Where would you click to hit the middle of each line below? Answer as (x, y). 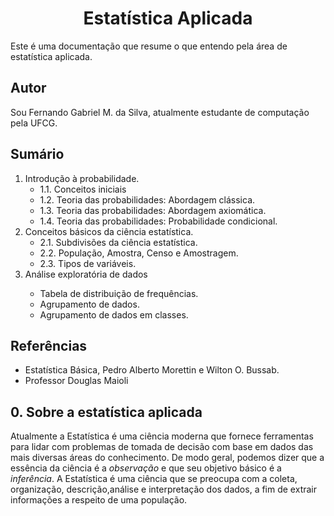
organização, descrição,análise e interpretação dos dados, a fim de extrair (164, 489)
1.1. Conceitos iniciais (83, 189)
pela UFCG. (34, 123)
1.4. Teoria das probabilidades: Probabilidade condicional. (158, 221)
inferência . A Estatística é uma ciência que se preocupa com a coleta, (154, 479)
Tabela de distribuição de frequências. (119, 293)
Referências (49, 345)
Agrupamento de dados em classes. (114, 314)
